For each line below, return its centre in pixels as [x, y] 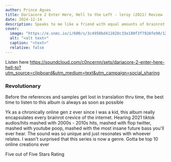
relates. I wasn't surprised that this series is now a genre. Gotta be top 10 [82, 139]
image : [17, 33]
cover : [12, 29]
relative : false [27, 48]
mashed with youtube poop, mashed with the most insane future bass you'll [85, 128]
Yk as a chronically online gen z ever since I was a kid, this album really [80, 112]
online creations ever [27, 144]
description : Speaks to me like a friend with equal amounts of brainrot [85, 24]
